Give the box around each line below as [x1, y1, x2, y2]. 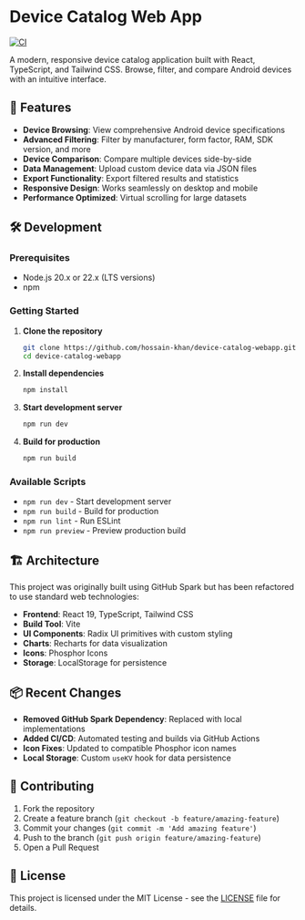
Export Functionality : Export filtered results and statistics [22, 172, 239, 183]
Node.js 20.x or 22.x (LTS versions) [22, 272, 156, 284]
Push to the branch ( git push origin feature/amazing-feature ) [22, 832, 261, 842]
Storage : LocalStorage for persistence [22, 657, 168, 668]
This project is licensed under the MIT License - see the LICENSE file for [9, 892, 280, 904]
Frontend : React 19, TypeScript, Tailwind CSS [22, 609, 194, 620]
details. [9, 902, 37, 913]
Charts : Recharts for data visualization [22, 638, 168, 649]
